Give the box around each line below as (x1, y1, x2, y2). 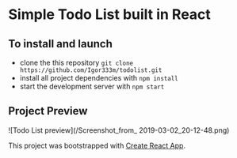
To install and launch (8, 37, 113, 51)
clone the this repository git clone (19, 58, 134, 67)
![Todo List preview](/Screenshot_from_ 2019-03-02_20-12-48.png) (8, 125, 230, 135)
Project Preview (8, 104, 88, 118)
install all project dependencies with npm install (19, 73, 178, 82)
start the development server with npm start (19, 81, 165, 91)
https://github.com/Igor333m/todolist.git (19, 66, 162, 74)
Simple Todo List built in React (8, 6, 212, 24)
